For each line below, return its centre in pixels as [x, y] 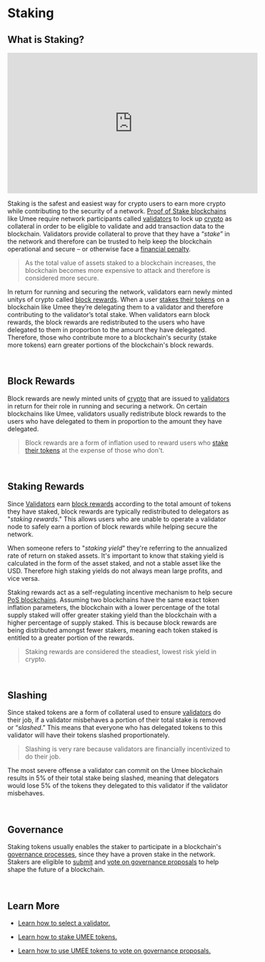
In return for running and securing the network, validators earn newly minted [120, 292]
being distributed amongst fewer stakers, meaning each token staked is [112, 630]
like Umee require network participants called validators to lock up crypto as [120, 219]
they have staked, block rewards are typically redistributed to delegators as [118, 511]
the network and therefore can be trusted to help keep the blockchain [110, 241]
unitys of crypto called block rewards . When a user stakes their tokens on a [119, 299]
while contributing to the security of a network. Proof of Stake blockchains [117, 211]
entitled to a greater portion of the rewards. [71, 638]
